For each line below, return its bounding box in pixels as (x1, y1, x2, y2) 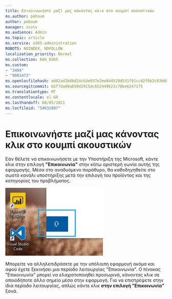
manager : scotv (5, 25, 38, 30)
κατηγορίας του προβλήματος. (5, 178, 71, 184)
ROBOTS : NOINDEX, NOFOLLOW (5, 46, 63, 51)
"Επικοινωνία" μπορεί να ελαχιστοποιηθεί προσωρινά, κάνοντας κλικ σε (5, 272, 160, 278)
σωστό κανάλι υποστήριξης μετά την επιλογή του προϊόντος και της (5, 172, 151, 179)
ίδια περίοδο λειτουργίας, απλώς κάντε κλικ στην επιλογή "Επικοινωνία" (5, 283, 165, 289)
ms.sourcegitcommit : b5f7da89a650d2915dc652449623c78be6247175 (5, 84, 143, 89)
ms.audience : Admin (5, 30, 47, 35)
